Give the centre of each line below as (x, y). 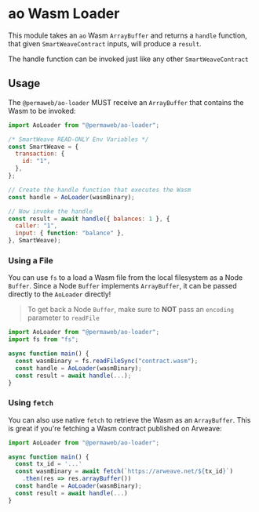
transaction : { (40, 154)
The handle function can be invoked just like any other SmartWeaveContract (128, 59)
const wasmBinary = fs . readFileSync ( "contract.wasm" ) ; (107, 361)
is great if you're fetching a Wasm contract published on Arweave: (115, 428)
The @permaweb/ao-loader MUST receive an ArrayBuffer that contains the (126, 102)
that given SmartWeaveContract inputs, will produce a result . (105, 43)
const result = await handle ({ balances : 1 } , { (89, 219)
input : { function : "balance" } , (70, 233)
